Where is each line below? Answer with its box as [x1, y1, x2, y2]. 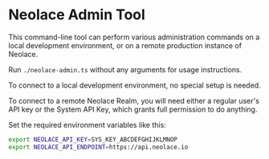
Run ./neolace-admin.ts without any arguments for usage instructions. [8, 64, 243, 74]
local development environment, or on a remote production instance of [8, 40, 243, 50]
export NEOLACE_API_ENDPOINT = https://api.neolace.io [8, 143, 189, 151]
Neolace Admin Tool [8, 6, 146, 24]
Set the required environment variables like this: [8, 120, 166, 129]
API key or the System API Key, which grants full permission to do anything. [8, 104, 258, 114]
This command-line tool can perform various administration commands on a [8, 32, 260, 42]
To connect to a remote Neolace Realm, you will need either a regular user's [8, 96, 259, 105]
